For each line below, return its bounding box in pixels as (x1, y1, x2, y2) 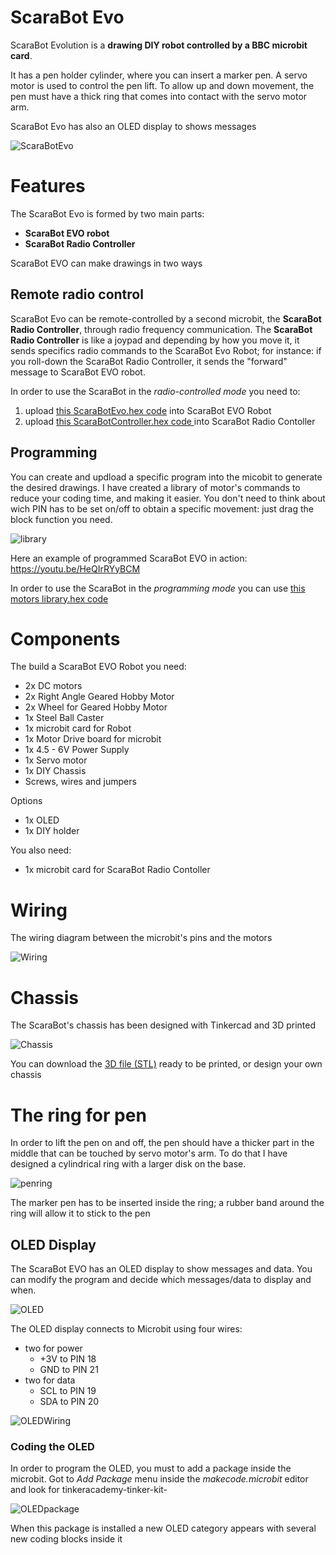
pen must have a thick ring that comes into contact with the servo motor (10, 90, 308, 102)
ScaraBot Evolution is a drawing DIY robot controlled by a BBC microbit (10, 39, 308, 51)
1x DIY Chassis (24, 765, 87, 777)
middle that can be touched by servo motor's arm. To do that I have (10, 1147, 288, 1160)
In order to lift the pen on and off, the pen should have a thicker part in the (10, 1137, 315, 1149)
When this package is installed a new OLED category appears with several (10, 1522, 317, 1535)
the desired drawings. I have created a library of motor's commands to (10, 481, 301, 493)
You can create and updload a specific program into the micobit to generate (10, 471, 323, 483)
